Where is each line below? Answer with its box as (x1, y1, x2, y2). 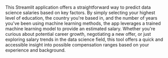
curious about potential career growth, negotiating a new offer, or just (5, 31, 151, 37)
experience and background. (5, 47, 66, 53)
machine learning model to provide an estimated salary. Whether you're (5, 26, 155, 32)
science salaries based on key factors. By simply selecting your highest (5, 10, 155, 16)
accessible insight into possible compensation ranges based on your (5, 42, 149, 47)
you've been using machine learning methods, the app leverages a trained (5, 20, 161, 26)
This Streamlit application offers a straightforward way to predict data (5, 5, 151, 10)
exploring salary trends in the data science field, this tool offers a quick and (5, 36, 163, 42)
